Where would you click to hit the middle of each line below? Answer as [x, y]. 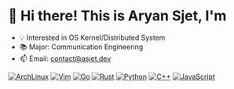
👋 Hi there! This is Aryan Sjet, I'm [117, 16]
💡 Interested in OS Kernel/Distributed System [92, 37]
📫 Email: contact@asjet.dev [65, 59]
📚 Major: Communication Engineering [81, 47]
